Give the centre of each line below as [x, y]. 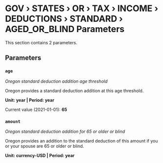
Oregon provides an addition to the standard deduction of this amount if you [81, 141]
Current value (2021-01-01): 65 [36, 109]
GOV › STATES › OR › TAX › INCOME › [82, 9]
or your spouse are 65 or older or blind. [45, 146]
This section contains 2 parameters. [41, 42]
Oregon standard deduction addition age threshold [56, 81]
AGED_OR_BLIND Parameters [65, 29]
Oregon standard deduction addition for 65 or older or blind [65, 131]
